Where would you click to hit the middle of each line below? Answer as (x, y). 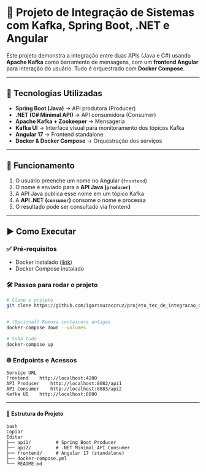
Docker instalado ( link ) (44, 262)
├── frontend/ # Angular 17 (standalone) (65, 453)
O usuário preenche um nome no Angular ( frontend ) (81, 181)
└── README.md (25, 464)
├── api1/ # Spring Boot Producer (61, 443)
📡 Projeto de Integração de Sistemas (101, 13)
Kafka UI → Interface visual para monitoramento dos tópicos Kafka (100, 127)
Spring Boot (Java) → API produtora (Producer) (75, 108)
